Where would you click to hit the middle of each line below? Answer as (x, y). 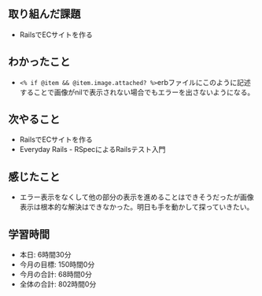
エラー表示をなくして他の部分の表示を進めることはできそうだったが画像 (137, 197)
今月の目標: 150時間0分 (57, 265)
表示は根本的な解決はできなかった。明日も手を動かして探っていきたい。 (137, 207)
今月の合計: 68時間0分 (55, 275)
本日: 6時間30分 (45, 255)
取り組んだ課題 (44, 14)
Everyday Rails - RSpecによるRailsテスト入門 (92, 150)
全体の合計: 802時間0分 (58, 284)
